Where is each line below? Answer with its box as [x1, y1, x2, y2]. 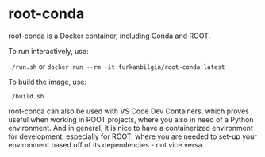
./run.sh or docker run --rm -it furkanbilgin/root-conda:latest [8, 61, 225, 71]
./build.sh [8, 92, 44, 100]
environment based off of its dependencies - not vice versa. [8, 140, 205, 149]
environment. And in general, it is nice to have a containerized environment [8, 123, 254, 132]
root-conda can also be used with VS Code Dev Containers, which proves [8, 106, 250, 116]
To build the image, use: [8, 77, 87, 86]
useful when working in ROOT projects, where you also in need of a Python [8, 114, 254, 124]
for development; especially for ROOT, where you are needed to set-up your [8, 132, 257, 141]
